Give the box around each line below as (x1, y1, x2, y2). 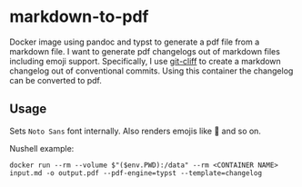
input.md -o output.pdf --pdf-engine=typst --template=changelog (9, 168, 262, 178)
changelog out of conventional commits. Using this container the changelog (9, 65, 294, 76)
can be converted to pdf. (9, 74, 103, 85)
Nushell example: (9, 143, 75, 153)
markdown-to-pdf (9, 6, 149, 27)
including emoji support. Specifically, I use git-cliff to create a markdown (9, 55, 282, 66)
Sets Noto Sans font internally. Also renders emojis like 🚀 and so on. (9, 125, 262, 136)
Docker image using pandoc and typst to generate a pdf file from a (9, 36, 260, 47)
